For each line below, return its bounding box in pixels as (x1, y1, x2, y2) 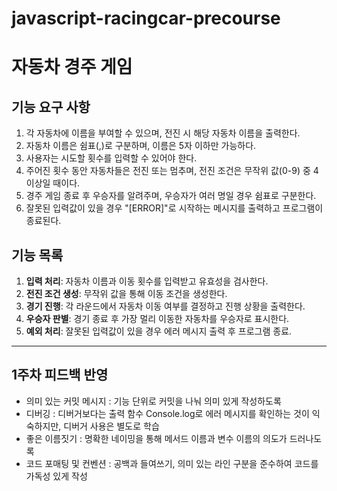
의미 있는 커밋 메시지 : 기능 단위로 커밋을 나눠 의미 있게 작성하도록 (25, 395, 282, 407)
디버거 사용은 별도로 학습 (63, 420, 160, 432)
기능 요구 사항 (11, 98, 91, 116)
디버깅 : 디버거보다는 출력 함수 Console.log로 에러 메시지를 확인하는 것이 (25, 407, 310, 419)
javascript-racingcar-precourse (11, 7, 281, 30)
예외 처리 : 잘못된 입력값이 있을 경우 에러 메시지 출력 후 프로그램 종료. (25, 325, 293, 337)
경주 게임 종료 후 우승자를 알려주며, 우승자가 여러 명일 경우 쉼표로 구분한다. (25, 190, 317, 202)
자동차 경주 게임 (11, 56, 133, 79)
